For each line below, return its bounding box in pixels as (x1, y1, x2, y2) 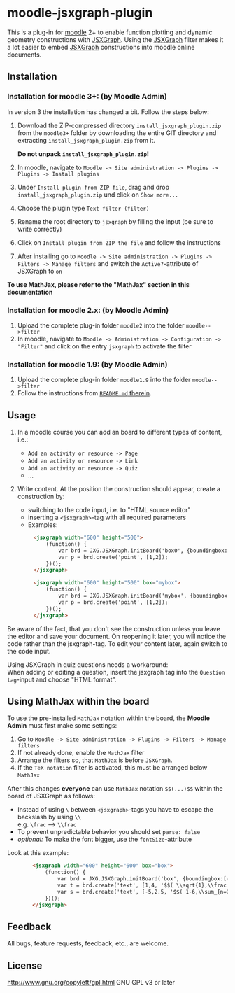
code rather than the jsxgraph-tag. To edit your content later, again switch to (7, 639, 227, 648)
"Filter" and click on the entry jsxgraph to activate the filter (17, 341, 192, 351)
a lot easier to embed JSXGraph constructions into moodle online (7, 43, 195, 51)
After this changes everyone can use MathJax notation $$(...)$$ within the (7, 784, 223, 793)
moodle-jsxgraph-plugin (7, 5, 153, 21)
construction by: (17, 492, 65, 501)
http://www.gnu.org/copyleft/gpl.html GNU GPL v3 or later (7, 978, 176, 987)
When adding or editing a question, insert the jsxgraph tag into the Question (7, 668, 225, 676)
